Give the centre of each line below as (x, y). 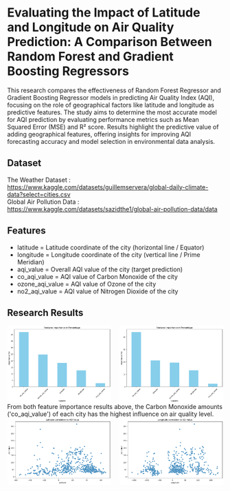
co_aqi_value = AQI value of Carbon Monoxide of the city (97, 276)
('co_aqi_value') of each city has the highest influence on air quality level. (111, 414)
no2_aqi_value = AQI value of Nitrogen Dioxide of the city (97, 291)
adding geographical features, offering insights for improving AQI (99, 134)
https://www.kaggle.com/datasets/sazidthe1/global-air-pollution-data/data (112, 209)
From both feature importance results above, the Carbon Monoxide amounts (115, 406)
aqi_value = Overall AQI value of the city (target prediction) (100, 269)
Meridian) (31, 262)
